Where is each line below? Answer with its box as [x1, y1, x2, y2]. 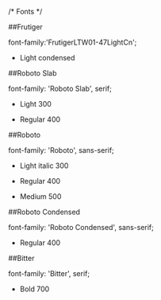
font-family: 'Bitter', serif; [8, 269, 90, 278]
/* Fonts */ [8, 7, 43, 16]
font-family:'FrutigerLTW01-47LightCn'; [8, 37, 137, 47]
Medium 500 [19, 192, 62, 201]
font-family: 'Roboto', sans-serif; [8, 146, 115, 154]
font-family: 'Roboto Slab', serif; [8, 84, 113, 93]
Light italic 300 [19, 161, 69, 170]
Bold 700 [19, 284, 50, 294]
